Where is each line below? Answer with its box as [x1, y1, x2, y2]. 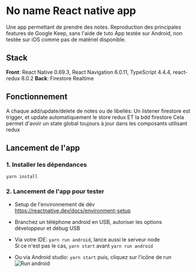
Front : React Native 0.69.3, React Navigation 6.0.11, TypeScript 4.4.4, [6, 69, 172, 76]
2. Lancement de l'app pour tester [6, 188, 105, 196]
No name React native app [6, 4, 136, 18]
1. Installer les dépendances [6, 160, 87, 168]
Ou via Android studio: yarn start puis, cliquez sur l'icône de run [14, 253, 171, 260]
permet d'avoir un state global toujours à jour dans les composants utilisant [6, 120, 188, 127]
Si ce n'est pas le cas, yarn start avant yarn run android [14, 242, 153, 249]
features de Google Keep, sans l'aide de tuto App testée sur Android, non [6, 29, 183, 36]
